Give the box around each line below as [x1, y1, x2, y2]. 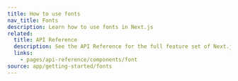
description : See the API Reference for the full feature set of [13, 43, 211, 50]
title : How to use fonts [7, 10, 81, 18]
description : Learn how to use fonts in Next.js [7, 23, 154, 30]
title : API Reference [13, 37, 78, 44]
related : [7, 30, 33, 37]
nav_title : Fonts [7, 17, 59, 24]
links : [13, 50, 33, 57]
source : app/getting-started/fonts [7, 63, 113, 70]
